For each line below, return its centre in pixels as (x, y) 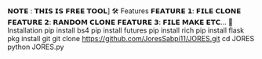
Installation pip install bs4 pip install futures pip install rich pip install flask (126, 30)
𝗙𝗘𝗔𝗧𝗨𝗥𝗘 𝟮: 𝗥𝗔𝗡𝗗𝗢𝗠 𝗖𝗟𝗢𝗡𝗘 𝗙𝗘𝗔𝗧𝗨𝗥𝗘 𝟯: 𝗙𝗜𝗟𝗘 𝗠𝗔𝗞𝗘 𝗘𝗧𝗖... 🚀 (120, 22)
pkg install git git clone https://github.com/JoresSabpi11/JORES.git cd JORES (131, 38)
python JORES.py (36, 47)
